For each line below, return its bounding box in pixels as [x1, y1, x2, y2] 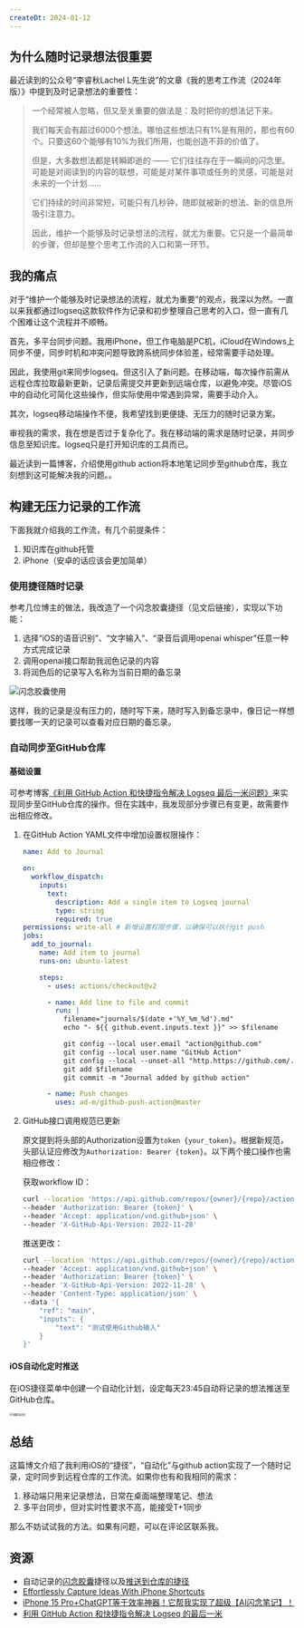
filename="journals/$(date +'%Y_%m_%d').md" [62, 1014, 234, 1024]
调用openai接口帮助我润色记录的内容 [22, 655, 160, 666]
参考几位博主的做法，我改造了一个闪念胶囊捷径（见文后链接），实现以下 [9, 602, 275, 613]
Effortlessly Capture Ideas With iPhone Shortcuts [22, 1586, 205, 1597]
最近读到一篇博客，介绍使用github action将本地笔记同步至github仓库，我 [9, 459, 280, 470]
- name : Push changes [46, 1090, 128, 1099]
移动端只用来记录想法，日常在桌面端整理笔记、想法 [22, 1490, 214, 1501]
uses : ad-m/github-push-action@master [55, 1098, 202, 1107]
